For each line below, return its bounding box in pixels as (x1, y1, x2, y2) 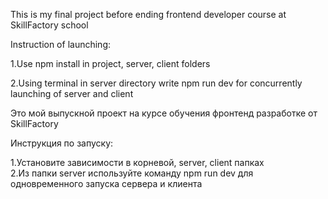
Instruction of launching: (10, 39, 111, 50)
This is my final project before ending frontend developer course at (10, 9, 287, 20)
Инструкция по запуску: (10, 137, 114, 149)
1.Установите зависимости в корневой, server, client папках (10, 157, 265, 168)
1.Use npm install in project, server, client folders (10, 58, 211, 69)
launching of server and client (10, 88, 134, 99)
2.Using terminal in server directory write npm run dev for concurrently (10, 77, 303, 89)
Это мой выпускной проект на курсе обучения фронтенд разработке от (10, 107, 318, 119)
